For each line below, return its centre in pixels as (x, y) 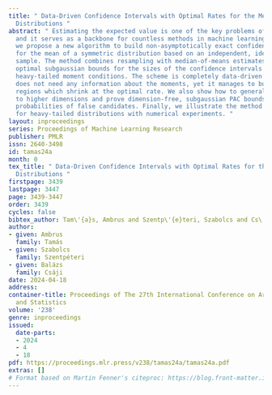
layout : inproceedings (47, 122)
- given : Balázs (36, 264)
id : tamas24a (30, 152)
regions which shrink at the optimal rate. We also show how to (126, 91)
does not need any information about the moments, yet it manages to (135, 84)
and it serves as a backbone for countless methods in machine (124, 39)
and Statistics (41, 303)
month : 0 (23, 159)
